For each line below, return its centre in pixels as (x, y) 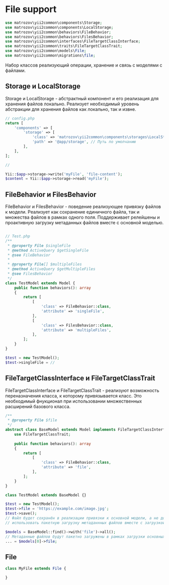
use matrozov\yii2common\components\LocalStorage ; (59, 27)
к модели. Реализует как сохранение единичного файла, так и (72, 212)
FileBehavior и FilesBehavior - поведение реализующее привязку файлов (83, 207)
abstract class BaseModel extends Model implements (60, 430)
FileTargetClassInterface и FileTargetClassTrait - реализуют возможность (82, 390)
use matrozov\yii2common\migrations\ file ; (50, 56)
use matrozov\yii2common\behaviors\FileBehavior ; (58, 32)
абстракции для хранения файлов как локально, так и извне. (71, 109)
